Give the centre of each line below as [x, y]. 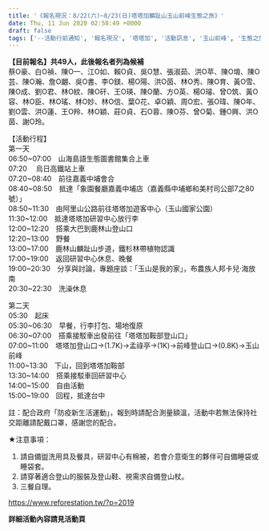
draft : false [30, 30]
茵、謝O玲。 [29, 122]
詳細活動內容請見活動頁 [47, 519]
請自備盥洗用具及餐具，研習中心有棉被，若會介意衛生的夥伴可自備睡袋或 [139, 457]
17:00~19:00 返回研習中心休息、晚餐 [71, 259]
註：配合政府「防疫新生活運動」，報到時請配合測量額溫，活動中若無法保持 [129, 413]
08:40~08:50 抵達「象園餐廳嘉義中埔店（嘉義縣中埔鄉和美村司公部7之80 [131, 189]
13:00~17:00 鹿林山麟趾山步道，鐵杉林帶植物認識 [92, 249]
